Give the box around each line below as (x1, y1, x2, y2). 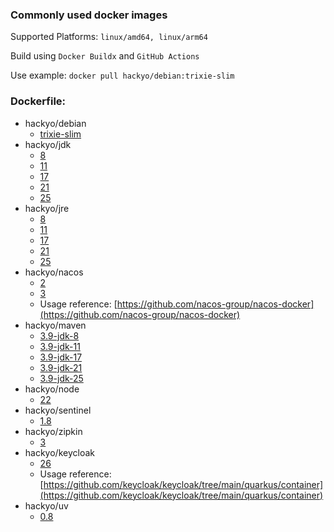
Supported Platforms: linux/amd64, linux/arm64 (10, 31, 208, 43)
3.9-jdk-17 (39, 351, 83, 363)
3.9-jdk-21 (39, 361, 83, 373)
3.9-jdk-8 (39, 329, 80, 342)
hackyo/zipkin (24, 425, 83, 437)
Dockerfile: (10, 94, 67, 108)
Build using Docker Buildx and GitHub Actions (10, 50, 200, 62)
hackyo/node (24, 383, 80, 395)
